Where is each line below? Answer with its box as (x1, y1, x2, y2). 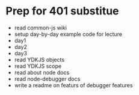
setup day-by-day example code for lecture (14, 30, 123, 37)
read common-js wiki (14, 24, 67, 31)
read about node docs (14, 69, 70, 76)
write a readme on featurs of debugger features (14, 81, 133, 88)
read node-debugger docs (14, 75, 81, 82)
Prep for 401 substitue (5, 4, 119, 18)
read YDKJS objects (14, 56, 64, 63)
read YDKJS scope (14, 62, 61, 70)
